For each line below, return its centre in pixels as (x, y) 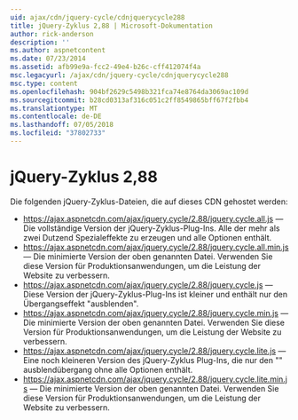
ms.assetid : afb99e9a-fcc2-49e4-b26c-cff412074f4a (106, 67)
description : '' (40, 42)
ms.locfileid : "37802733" (58, 133)
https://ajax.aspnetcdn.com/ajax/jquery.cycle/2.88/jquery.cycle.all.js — (153, 218)
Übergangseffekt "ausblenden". (81, 304)
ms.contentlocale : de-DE (56, 116)
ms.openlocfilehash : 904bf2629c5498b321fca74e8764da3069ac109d (129, 91)
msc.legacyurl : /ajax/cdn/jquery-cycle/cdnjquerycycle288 (119, 75)
